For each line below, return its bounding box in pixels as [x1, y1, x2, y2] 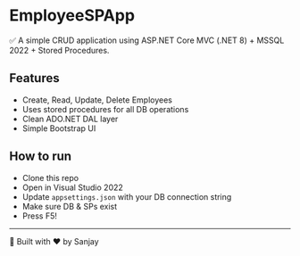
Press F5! [21, 211, 58, 221]
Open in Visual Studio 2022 [21, 182, 123, 193]
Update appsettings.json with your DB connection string [21, 191, 232, 202]
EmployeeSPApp [9, 5, 136, 26]
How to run [9, 149, 72, 164]
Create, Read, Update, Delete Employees [21, 95, 172, 105]
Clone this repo [21, 172, 79, 183]
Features [9, 70, 60, 86]
